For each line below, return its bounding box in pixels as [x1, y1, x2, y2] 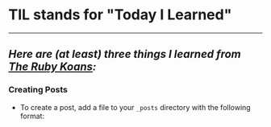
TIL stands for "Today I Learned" [8, 6, 232, 24]
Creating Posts [8, 84, 69, 96]
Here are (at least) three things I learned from [8, 47, 241, 61]
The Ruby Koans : [8, 60, 97, 74]
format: [19, 111, 45, 121]
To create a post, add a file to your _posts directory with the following [19, 102, 252, 112]
